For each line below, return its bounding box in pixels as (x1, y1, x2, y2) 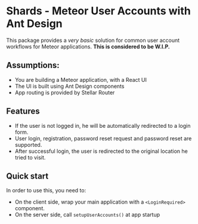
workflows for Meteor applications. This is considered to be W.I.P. (6, 43, 170, 50)
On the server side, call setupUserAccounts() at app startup (14, 211, 160, 219)
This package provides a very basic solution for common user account (6, 36, 180, 44)
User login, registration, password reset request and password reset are (14, 134, 192, 142)
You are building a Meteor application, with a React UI (14, 76, 147, 83)
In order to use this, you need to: (6, 187, 86, 194)
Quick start (6, 171, 49, 181)
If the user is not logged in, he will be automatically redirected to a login (14, 122, 191, 129)
